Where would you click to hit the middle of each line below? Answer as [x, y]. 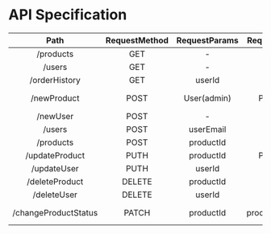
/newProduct [55, 98]
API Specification [68, 15]
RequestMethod [137, 40]
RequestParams [208, 40]
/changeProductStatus [55, 212]
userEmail [207, 129]
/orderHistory [55, 80]
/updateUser [55, 168]
